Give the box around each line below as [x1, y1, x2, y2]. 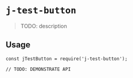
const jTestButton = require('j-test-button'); [5, 56, 128, 62]
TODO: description [20, 22, 68, 29]
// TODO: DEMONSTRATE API [5, 66, 71, 72]
